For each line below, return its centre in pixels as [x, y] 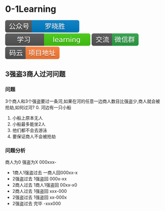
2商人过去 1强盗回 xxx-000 [40, 191]
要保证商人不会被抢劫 [34, 136]
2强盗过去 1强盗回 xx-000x [40, 197]
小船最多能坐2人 [29, 124]
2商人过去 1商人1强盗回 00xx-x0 [45, 185]
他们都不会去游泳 [30, 130]
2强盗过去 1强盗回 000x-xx [40, 178]
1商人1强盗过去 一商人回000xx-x [45, 172]
